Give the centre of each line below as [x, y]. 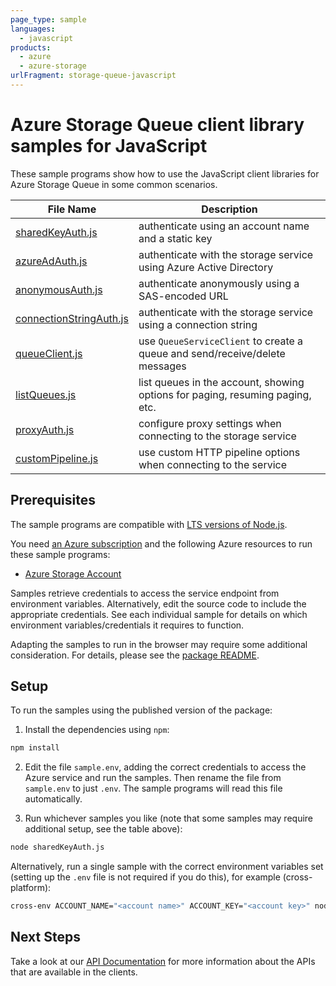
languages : [33, 29]
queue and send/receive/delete [212, 353]
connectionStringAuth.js [72, 318]
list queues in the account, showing [221, 382]
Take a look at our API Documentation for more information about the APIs [163, 961]
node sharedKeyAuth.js [57, 847]
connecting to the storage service [217, 436]
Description [229, 209]
